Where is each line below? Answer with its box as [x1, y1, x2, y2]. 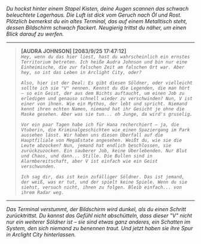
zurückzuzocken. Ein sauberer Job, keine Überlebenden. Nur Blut [20, 148, 187, 154]
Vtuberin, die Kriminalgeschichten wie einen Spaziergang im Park [20, 127, 190, 133]
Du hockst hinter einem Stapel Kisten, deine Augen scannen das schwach [6, 5, 189, 12]
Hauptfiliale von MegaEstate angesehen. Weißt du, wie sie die [20, 137, 182, 143]
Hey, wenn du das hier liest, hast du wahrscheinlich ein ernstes [20, 54, 190, 60]
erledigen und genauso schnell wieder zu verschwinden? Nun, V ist [20, 95, 193, 101]
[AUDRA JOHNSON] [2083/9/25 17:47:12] [20, 48, 127, 54]
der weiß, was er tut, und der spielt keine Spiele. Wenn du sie [20, 179, 187, 185]
